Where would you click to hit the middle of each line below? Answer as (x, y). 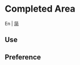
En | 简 (12, 23)
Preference (23, 57)
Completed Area (40, 9)
